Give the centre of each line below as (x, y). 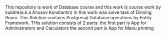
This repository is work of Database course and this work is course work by (83, 7)
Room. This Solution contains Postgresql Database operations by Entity (78, 18)
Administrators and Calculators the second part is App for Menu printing (79, 28)
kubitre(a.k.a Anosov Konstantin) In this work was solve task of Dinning (78, 12)
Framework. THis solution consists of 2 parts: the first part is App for (76, 23)
